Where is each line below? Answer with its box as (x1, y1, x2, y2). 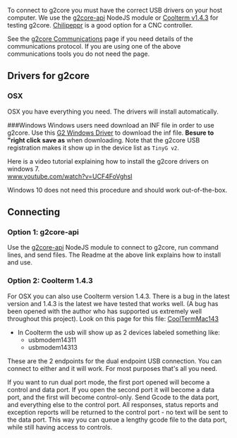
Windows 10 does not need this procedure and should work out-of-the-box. (7, 185, 228, 194)
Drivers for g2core (7, 70, 90, 82)
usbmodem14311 (28, 335, 76, 344)
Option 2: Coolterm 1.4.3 (7, 276, 93, 286)
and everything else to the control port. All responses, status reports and (7, 400, 219, 408)
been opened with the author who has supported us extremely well (7, 307, 202, 315)
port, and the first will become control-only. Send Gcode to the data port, (7, 393, 220, 401)
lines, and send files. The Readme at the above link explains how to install (7, 250, 221, 260)
